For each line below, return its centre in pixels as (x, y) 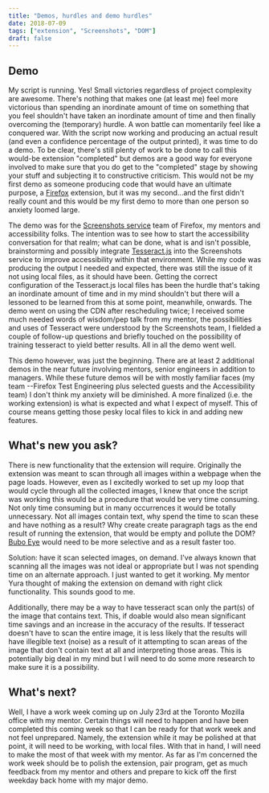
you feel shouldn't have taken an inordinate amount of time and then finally (132, 116)
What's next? (43, 692)
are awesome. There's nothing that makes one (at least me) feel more (123, 99)
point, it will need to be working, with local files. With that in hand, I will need (134, 746)
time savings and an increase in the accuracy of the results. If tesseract (126, 624)
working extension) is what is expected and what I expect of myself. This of (133, 404)
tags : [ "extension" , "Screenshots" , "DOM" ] (82, 31)
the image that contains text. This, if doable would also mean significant (127, 615)
